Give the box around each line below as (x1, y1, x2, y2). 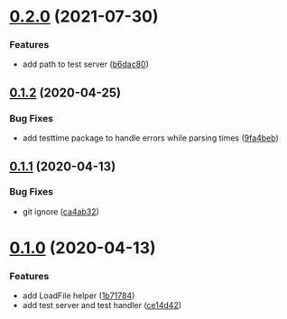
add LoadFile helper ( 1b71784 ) (22, 290, 135, 301)
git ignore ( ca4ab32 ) (22, 205, 99, 217)
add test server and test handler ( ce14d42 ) (22, 300, 182, 311)
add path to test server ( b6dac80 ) (22, 59, 149, 69)
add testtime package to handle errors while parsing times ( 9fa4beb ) (22, 132, 280, 143)
